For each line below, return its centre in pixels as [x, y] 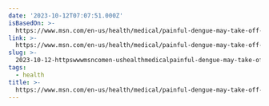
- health [30, 75]
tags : [17, 68]
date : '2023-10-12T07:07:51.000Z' [66, 16]
